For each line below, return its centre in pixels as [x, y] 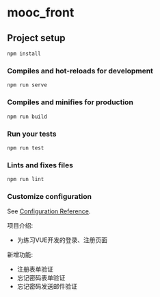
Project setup [37, 38]
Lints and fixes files [40, 165]
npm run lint [26, 180]
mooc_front [41, 13]
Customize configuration [50, 197]
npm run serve [27, 85]
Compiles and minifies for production [70, 102]
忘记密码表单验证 [41, 278]
